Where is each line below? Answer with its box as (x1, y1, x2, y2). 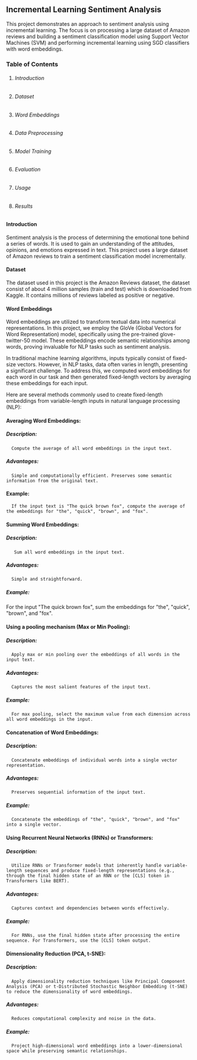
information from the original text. (6, 478, 99, 483)
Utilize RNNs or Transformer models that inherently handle (11, 863, 162, 869)
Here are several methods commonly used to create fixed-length (6, 391, 163, 398)
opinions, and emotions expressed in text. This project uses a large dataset (6, 246, 188, 253)
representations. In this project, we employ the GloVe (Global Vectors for (6, 324, 182, 332)
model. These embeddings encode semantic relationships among (31, 337, 190, 344)
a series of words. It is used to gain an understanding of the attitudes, (6, 240, 175, 247)
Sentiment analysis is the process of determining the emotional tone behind (6, 234, 189, 241)
